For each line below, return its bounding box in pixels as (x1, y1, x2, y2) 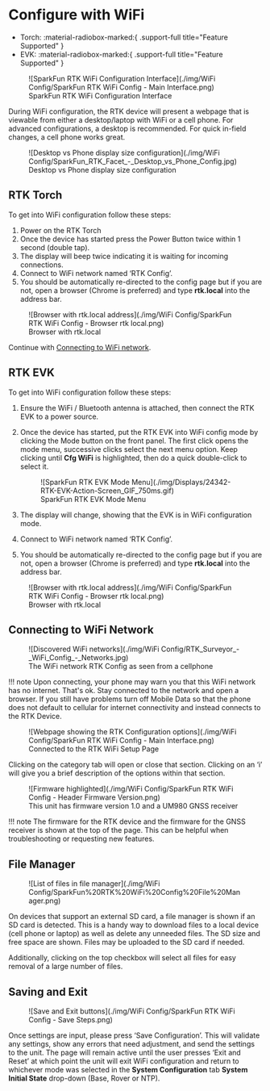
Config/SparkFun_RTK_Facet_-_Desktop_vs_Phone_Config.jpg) (28, 156, 238, 166)
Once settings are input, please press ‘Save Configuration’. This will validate (8, 1030, 260, 1040)
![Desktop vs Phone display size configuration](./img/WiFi (28, 148, 220, 157)
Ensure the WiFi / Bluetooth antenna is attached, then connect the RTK (19, 403, 255, 412)
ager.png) (28, 896, 61, 905)
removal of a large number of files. (8, 962, 123, 972)
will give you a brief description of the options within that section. (8, 768, 226, 778)
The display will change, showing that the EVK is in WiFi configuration (19, 510, 252, 520)
